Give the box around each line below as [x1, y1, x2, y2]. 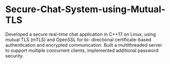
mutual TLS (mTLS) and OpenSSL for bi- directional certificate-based [5, 37, 152, 43]
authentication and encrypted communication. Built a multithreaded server [5, 42, 162, 48]
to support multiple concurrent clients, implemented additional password [5, 47, 159, 53]
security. [5, 52, 24, 59]
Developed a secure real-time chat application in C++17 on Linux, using [5, 31, 156, 37]
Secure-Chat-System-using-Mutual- [5, 4, 165, 15]
